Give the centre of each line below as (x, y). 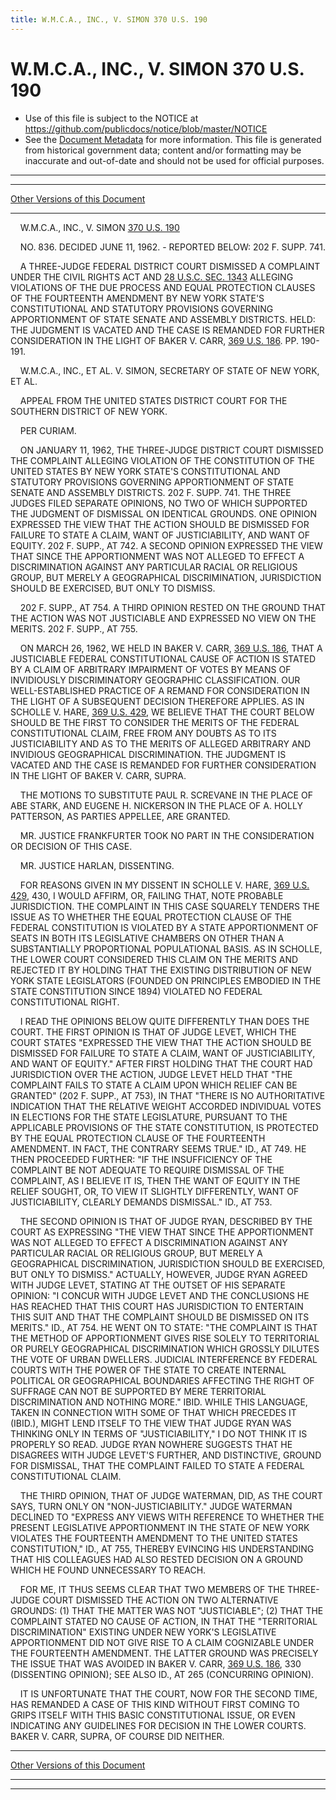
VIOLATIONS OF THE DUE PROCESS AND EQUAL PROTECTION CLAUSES (163, 287)
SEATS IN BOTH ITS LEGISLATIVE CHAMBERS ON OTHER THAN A (147, 938)
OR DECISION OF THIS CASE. (71, 846)
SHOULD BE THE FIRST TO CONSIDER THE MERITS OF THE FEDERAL (155, 722)
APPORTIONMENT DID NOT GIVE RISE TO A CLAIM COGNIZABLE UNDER (162, 1642)
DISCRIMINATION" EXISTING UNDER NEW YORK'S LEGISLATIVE (143, 1632)
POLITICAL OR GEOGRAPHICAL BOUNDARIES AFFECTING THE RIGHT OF (162, 1380)
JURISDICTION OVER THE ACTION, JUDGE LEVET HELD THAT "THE (151, 1074)
